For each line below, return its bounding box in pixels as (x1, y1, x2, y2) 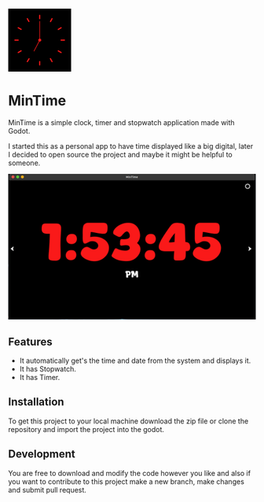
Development (8, 448, 76, 461)
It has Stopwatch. (19, 364, 76, 374)
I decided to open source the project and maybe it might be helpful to (8, 149, 233, 159)
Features (8, 335, 53, 349)
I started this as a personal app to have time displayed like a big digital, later (8, 141, 254, 150)
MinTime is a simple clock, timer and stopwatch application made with (8, 117, 235, 127)
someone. (8, 158, 41, 168)
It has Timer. (19, 373, 60, 382)
